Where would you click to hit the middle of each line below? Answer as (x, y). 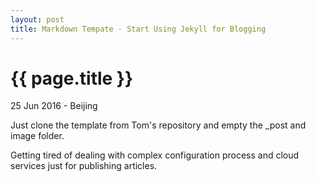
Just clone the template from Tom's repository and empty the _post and (158, 125)
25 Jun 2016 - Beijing (54, 106)
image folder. (37, 136)
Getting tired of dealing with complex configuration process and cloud (155, 155)
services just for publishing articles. (84, 166)
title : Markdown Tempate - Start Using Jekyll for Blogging (138, 29)
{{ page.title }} (72, 78)
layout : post (37, 19)
